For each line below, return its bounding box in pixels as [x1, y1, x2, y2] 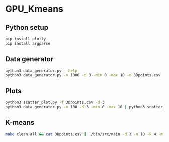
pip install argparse [5, 41, 51, 46]
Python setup [5, 23, 49, 32]
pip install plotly [5, 36, 46, 41]
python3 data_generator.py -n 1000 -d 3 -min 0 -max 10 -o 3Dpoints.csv [5, 73, 161, 78]
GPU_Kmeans [5, 3, 64, 15]
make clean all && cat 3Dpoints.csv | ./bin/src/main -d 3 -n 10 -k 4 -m [5, 131, 163, 137]
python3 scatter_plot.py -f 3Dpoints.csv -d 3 [5, 100, 105, 105]
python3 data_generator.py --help [5, 68, 78, 73]
